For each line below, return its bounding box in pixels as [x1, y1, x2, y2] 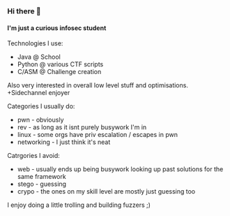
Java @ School [17, 52, 61, 62]
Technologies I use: [7, 39, 63, 48]
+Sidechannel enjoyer [7, 89, 70, 97]
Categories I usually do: [7, 102, 75, 110]
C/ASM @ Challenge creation [17, 68, 102, 76]
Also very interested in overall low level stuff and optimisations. [7, 81, 188, 89]
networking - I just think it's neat [17, 138, 111, 146]
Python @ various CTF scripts [17, 60, 104, 69]
